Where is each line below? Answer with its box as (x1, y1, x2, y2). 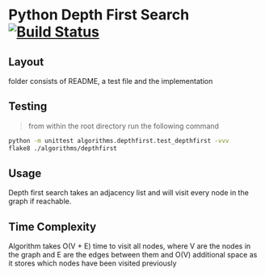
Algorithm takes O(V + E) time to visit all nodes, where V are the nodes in (8, 241, 251, 251)
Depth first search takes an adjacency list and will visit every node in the (8, 188, 249, 198)
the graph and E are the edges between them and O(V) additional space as (8, 250, 258, 260)
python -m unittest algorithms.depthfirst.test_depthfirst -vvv (8, 136, 229, 144)
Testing (8, 99, 48, 114)
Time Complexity (8, 220, 97, 233)
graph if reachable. (8, 196, 72, 207)
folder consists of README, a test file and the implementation (8, 77, 213, 86)
